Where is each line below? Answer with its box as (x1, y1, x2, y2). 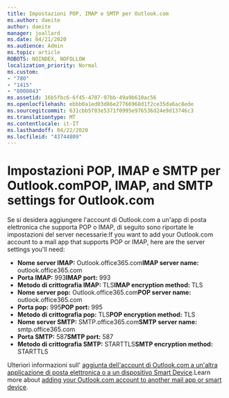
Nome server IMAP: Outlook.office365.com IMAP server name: (17, 259, 199, 267)
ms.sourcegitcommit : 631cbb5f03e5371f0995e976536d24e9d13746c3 (7, 107, 194, 114)
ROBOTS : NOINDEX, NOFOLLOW (7, 56, 85, 63)
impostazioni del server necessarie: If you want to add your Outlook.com (7, 230, 214, 239)
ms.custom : (7, 68, 39, 75)
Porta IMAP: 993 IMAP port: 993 (17, 273, 111, 282)
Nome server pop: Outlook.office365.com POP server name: (17, 288, 192, 296)
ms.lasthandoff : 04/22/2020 (7, 127, 89, 134)
